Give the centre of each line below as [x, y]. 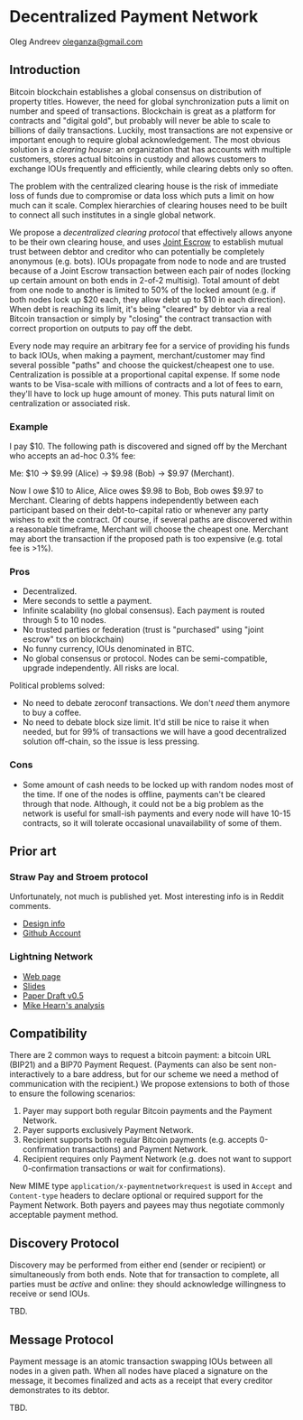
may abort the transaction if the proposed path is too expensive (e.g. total [146, 539]
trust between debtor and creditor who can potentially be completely [137, 251]
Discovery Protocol [64, 1243]
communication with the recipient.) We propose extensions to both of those [150, 1084]
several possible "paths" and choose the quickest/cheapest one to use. [142, 365]
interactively [32, 1074]
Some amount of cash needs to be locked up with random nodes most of [158, 784]
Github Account [51, 933]
